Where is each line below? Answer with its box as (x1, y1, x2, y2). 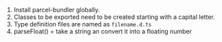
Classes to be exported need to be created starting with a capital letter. (13, 13, 215, 21)
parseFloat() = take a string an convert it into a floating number (13, 27, 192, 35)
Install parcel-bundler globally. (13, 6, 100, 14)
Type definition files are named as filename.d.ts (13, 20, 152, 28)
